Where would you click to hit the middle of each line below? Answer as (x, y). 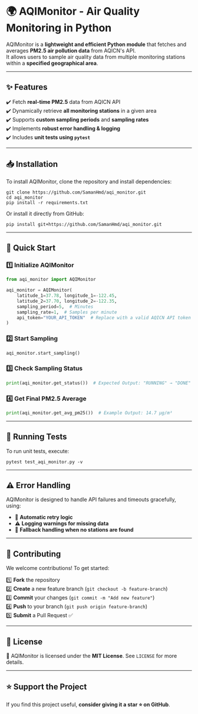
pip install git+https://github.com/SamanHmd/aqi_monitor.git (84, 224)
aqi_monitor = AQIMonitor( (39, 290)
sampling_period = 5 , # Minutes (55, 307)
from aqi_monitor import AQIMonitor (51, 280)
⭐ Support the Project (47, 687)
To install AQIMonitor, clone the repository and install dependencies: (89, 181)
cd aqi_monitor (25, 197)
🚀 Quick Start (31, 248)
